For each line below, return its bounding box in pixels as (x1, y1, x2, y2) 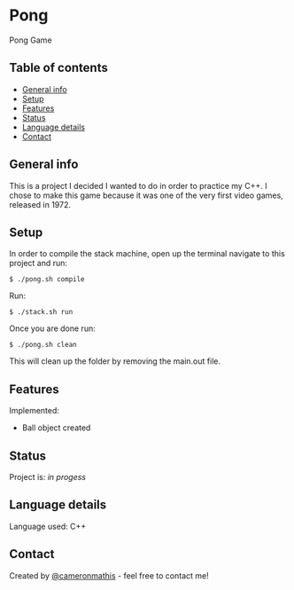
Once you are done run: (9, 323, 96, 334)
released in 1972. (9, 199, 72, 209)
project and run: (9, 258, 68, 269)
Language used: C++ (9, 521, 87, 531)
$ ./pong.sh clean (9, 341, 77, 350)
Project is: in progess (9, 472, 87, 482)
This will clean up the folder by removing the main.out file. (9, 356, 221, 366)
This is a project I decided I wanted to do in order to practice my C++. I (9, 180, 267, 191)
